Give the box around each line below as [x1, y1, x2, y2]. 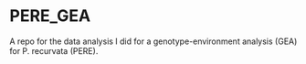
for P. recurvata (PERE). [9, 45, 99, 56]
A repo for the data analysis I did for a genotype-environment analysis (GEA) [9, 36, 298, 47]
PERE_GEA [9, 5, 91, 27]
